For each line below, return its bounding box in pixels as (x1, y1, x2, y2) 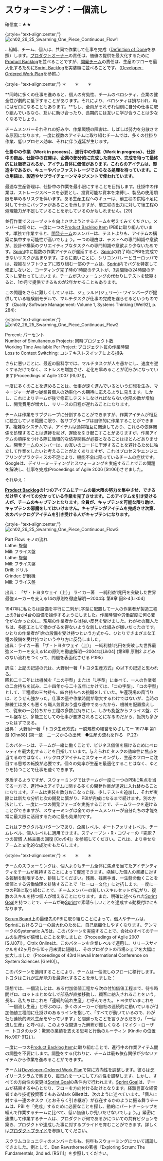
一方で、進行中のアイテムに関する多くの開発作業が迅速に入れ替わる (13, 783, 150, 789)
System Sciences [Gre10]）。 (5, 958, 62, 964)
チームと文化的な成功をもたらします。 (5, 842, 82, 848)
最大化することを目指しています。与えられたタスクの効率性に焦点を (21, 748, 158, 754)
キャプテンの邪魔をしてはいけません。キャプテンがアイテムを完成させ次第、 (5, 505, 158, 511)
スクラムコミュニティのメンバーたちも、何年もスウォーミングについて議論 (5, 1138, 154, 1144)
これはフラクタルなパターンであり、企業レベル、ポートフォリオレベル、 (5, 824, 150, 830)
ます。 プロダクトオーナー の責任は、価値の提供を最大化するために (18, 52, 150, 58)
